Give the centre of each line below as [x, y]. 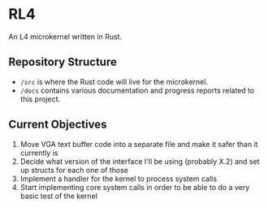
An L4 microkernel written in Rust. [65, 37]
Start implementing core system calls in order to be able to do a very [135, 187]
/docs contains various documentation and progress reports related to [137, 90]
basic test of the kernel [58, 196]
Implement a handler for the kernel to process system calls [119, 179]
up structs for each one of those [74, 170]
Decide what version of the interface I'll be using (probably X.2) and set [140, 161]
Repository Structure [63, 62]
